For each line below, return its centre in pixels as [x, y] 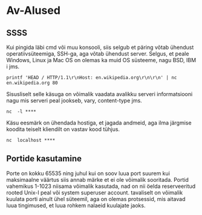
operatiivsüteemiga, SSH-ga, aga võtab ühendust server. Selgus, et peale [98, 54]
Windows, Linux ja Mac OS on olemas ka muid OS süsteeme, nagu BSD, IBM [101, 60]
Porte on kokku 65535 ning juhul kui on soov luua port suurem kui [88, 173]
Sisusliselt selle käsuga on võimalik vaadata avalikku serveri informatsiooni [99, 94]
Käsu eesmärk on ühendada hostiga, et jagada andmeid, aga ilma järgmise [99, 123]
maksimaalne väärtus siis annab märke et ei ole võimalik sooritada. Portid [98, 179]
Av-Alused [33, 11]
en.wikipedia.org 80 [32, 83]
